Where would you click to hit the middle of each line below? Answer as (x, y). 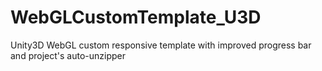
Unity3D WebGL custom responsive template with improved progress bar (161, 45)
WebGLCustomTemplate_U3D (136, 17)
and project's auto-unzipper (68, 55)
